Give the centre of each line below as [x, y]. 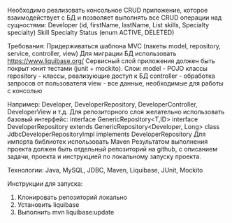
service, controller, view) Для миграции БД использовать [92, 53]
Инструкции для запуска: [45, 184]
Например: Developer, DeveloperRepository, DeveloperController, [102, 104]
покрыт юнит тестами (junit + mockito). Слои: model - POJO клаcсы [108, 68]
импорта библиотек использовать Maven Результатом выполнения [108, 142]
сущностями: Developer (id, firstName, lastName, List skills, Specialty [108, 25]
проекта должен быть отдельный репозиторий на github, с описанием [113, 149]
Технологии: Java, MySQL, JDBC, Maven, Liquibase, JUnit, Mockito [105, 170]
